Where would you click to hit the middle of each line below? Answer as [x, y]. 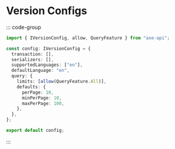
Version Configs [47, 11]
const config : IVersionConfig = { [49, 48]
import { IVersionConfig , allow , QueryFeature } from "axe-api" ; [88, 38]
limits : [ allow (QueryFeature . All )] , [62, 82]
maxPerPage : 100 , [43, 103]
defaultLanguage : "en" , [40, 71]
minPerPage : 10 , [42, 98]
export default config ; [35, 131]
